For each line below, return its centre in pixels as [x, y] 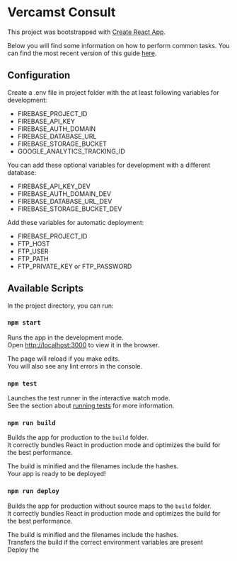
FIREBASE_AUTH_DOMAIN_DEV [64, 193]
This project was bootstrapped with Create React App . [87, 32]
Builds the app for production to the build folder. [78, 438]
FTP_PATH [33, 258]
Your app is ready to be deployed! [57, 474]
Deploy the [23, 550]
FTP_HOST [34, 243]
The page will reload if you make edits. [64, 359]
